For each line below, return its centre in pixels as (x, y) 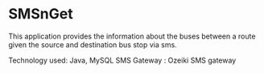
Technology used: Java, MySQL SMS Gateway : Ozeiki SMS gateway (122, 60)
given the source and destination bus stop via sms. (93, 44)
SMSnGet (41, 14)
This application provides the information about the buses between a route (132, 36)
